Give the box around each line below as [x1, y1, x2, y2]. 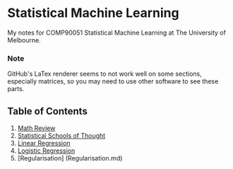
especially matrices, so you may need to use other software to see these [7, 77, 219, 86]
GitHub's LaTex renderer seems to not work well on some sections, [7, 69, 203, 78]
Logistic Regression [17, 146, 76, 155]
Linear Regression [17, 139, 71, 148]
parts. [7, 85, 25, 93]
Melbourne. [7, 35, 41, 44]
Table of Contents [7, 105, 88, 117]
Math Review [17, 124, 56, 132]
